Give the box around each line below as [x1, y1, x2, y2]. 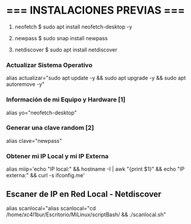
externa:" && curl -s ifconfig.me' [6, 172, 85, 179]
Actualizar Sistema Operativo [6, 60, 93, 69]
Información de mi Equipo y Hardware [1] [6, 95, 126, 104]
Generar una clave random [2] [6, 124, 94, 132]
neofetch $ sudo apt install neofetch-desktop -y [14, 23, 132, 30]
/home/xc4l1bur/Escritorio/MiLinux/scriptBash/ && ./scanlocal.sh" [6, 211, 166, 218]
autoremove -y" [6, 81, 45, 88]
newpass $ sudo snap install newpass [14, 34, 108, 41]
